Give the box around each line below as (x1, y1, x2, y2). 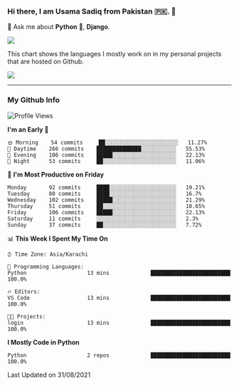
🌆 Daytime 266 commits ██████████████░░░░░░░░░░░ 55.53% (7, 145, 205, 152)
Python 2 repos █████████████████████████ (7, 352, 231, 359)
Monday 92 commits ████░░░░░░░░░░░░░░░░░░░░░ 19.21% (7, 184, 205, 191)
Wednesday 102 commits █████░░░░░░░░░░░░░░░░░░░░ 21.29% (7, 196, 205, 204)
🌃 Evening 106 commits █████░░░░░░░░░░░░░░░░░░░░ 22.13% (7, 151, 205, 159)
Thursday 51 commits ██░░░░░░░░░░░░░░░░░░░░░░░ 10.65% (7, 202, 205, 209)
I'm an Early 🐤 (7, 125, 49, 134)
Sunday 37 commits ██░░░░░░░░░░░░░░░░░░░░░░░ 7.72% (7, 221, 202, 229)
